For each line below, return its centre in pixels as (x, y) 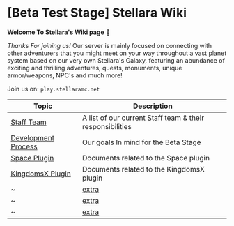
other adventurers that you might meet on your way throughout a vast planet (117, 53)
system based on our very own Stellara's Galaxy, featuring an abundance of (116, 60)
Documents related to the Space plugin (146, 158)
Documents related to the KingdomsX (144, 169)
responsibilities (107, 126)
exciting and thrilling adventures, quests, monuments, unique (95, 68)
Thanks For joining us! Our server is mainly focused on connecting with (110, 45)
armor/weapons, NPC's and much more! (65, 75)
